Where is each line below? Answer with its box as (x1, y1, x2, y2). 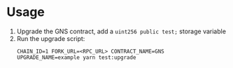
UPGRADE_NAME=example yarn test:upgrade (16, 53, 136, 61)
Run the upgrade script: (16, 34, 85, 42)
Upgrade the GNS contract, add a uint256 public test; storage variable (16, 27, 227, 35)
